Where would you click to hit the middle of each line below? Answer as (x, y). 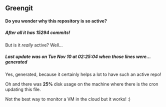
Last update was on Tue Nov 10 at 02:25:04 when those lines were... (78, 56)
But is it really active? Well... (34, 45)
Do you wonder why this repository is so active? (56, 21)
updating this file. (23, 89)
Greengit (19, 8)
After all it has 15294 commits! (38, 32)
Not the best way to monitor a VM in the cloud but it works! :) (68, 99)
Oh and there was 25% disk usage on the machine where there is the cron (82, 84)
